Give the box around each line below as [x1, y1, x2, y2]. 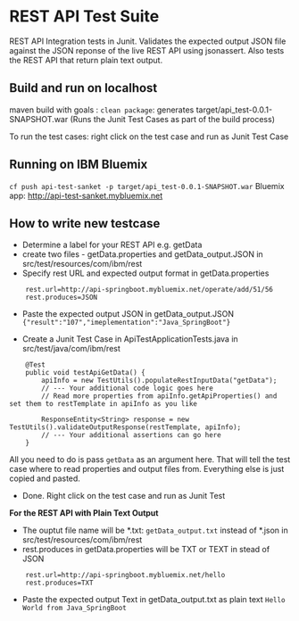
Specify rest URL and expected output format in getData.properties [21, 268, 270, 278]
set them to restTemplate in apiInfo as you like [9, 400, 198, 409]
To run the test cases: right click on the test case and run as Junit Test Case [9, 131, 289, 142]
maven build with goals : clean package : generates [9, 104, 195, 115]
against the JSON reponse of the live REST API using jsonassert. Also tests [9, 45, 285, 55]
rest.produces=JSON [25, 293, 98, 302]
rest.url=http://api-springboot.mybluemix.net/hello [25, 571, 226, 580]
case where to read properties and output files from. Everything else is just [9, 464, 285, 475]
